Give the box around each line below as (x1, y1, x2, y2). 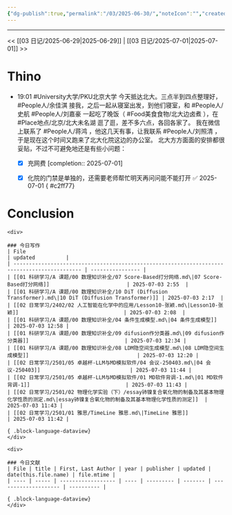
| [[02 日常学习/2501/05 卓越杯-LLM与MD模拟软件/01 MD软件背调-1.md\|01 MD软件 (7, 374, 224, 381)
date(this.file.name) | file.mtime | (7, 471, 116, 478)
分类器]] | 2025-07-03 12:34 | (7, 337, 187, 344)
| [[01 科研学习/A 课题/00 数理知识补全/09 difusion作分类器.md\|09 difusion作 (7, 329, 224, 336)
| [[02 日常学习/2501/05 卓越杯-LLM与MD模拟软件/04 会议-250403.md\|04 (7, 359, 203, 366)
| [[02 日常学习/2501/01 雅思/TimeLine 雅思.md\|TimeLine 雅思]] (7, 409, 188, 416)
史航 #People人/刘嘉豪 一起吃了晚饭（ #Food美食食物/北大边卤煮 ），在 (17, 109, 219, 118)
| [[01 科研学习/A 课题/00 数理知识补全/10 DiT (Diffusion (7, 288, 168, 295)
